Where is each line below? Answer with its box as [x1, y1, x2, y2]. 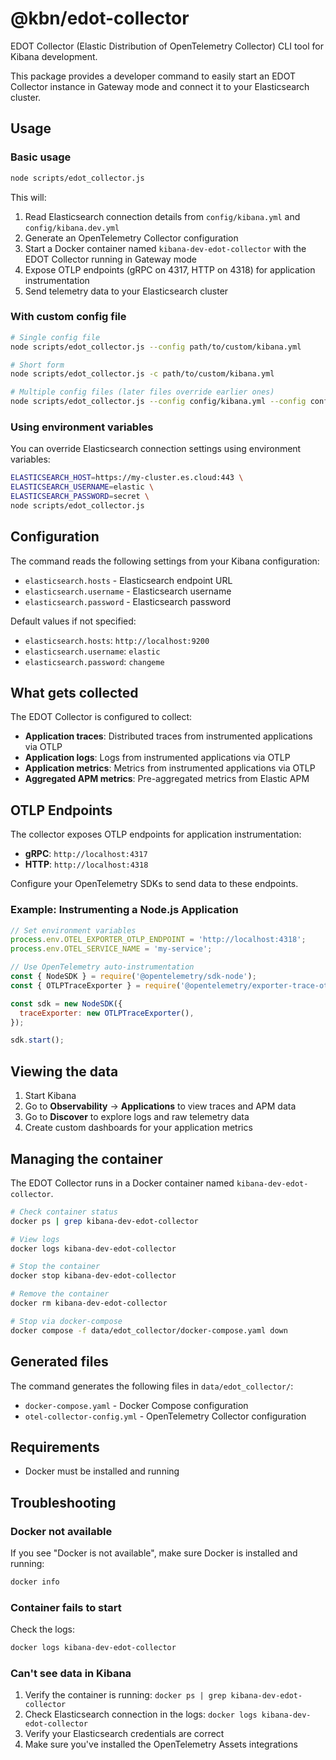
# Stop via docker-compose [10, 1316, 123, 1326]
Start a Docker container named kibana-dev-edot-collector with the [24, 242, 307, 254]
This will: [10, 191, 47, 203]
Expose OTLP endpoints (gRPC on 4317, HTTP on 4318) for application [24, 263, 316, 276]
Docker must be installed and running [24, 1465, 180, 1477]
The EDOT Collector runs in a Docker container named [10, 1177, 235, 1189]
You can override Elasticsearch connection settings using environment [10, 443, 302, 455]
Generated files [10, 1353, 109, 1371]
